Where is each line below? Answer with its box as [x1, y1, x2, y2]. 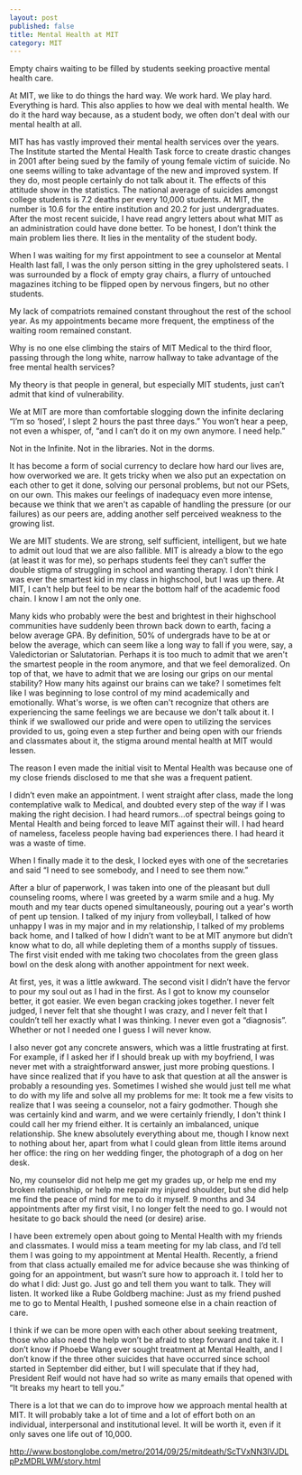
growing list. [9, 518, 56, 529]
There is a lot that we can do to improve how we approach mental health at [9, 1400, 288, 1411]
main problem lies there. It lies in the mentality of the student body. [9, 232, 258, 244]
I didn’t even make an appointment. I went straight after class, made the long [9, 789, 294, 800]
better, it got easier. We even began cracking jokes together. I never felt [9, 995, 275, 1007]
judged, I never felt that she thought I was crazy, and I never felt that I [9, 1005, 268, 1016]
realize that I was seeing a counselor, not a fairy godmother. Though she [9, 1099, 279, 1111]
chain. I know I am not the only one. [9, 593, 142, 604]
